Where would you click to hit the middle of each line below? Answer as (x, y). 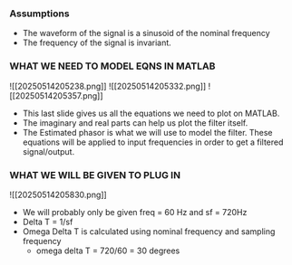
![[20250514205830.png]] (58, 194)
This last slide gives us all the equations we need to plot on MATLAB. (151, 113)
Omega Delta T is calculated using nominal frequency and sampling (149, 231)
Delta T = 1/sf (48, 222)
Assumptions (39, 14)
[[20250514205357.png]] (56, 95)
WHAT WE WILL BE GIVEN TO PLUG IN (95, 175)
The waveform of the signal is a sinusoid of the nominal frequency (146, 33)
